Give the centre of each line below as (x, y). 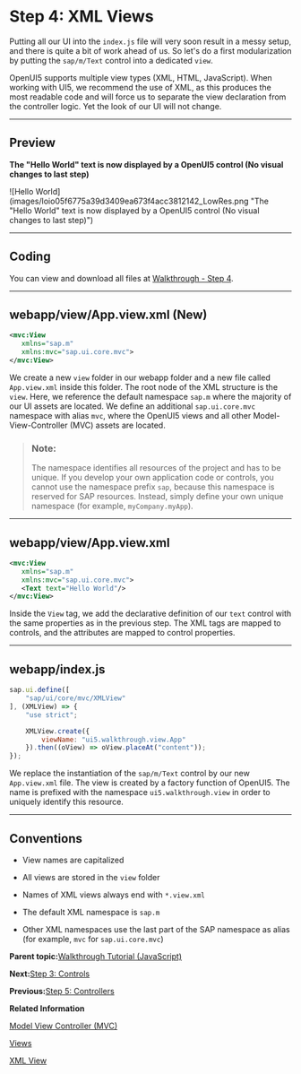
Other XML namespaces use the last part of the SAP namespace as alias (156, 929)
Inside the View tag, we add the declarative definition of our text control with (150, 614)
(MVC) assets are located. (117, 425)
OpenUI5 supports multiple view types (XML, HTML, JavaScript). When (141, 77)
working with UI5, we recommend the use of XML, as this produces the (140, 87)
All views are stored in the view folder (91, 877)
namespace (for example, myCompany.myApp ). (112, 506)
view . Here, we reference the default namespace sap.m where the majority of (150, 396)
